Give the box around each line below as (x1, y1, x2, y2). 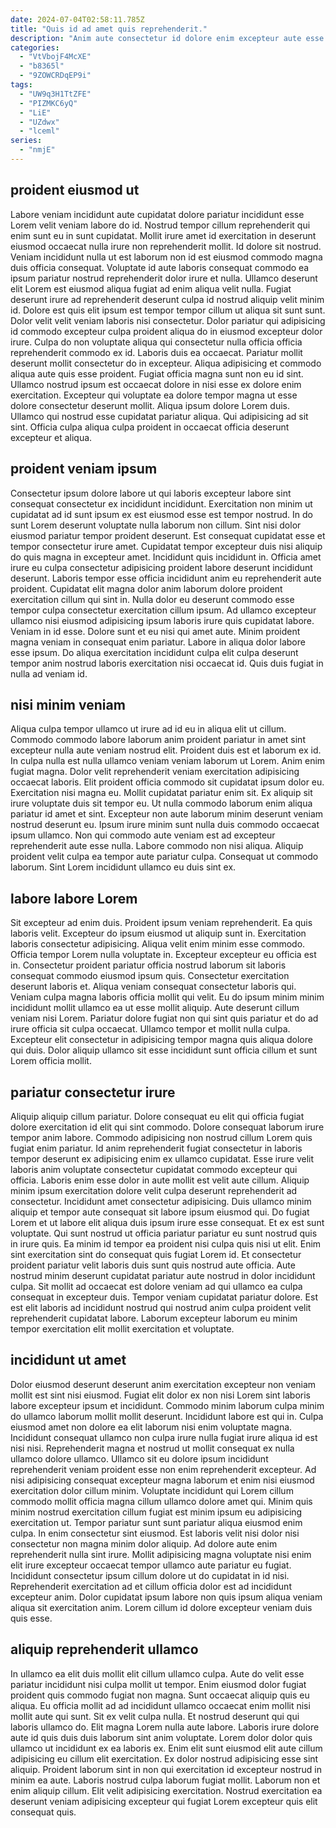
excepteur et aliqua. (10, 431, 93, 443)
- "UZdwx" (19, 117, 60, 127)
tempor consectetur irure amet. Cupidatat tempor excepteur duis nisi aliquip (10, 540, 323, 552)
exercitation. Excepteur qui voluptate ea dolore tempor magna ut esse (10, 389, 298, 401)
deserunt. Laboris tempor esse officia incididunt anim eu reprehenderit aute (10, 572, 322, 584)
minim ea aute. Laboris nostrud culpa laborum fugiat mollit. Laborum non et (10, 1774, 321, 1786)
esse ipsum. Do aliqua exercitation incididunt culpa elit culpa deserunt (10, 646, 299, 658)
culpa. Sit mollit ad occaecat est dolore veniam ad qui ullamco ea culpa (10, 1280, 303, 1292)
